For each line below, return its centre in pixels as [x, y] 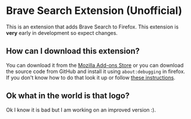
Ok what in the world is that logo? [68, 96]
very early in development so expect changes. [62, 33]
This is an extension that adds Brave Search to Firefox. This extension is [92, 27]
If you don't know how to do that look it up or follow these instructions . [91, 77]
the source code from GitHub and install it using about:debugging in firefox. [95, 71]
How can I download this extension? [73, 51]
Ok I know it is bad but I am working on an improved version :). [81, 110]
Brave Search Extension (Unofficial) [94, 11]
